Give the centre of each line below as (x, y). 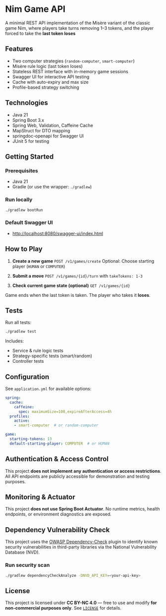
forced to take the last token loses (40, 33)
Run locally (19, 200)
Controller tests (28, 361)
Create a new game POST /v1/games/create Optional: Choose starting (83, 261)
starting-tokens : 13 (31, 439)
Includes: (14, 341)
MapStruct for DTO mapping (41, 130)
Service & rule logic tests (38, 351)
